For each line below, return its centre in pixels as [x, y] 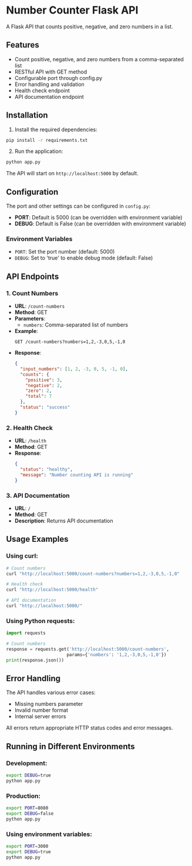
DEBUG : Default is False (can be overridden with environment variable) [100, 224]
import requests [26, 633]
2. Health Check [29, 428]
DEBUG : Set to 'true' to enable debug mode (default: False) [84, 258]
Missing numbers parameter [49, 704]
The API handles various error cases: [51, 692]
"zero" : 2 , [39, 391]
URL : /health [31, 441]
